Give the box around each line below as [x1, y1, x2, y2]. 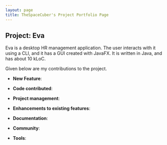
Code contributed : [12, 86, 53, 92]
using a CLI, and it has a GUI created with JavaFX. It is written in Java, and [5, 50, 162, 56]
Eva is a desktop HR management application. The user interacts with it [5, 45, 156, 51]
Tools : [12, 135, 27, 141]
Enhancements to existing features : [12, 106, 91, 112]
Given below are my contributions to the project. [5, 66, 108, 72]
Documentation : [12, 115, 48, 121]
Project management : [12, 95, 60, 101]
